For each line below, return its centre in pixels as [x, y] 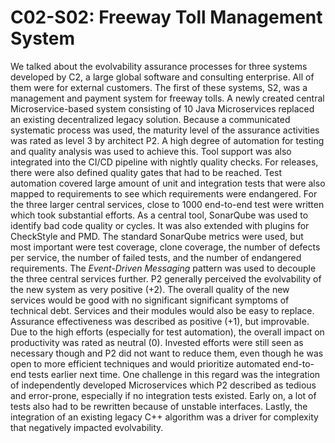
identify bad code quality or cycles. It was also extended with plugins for [160, 225]
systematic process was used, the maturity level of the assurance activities [165, 130]
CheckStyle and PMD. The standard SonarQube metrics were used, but [157, 236]
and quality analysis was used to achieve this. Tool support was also [151, 151]
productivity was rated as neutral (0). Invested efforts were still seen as [157, 342]
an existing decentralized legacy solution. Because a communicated [150, 119]
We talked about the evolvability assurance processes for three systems [159, 66]
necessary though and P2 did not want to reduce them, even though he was [167, 353]
